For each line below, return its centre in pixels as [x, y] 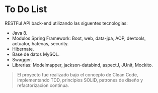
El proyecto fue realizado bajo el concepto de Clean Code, [77, 74]
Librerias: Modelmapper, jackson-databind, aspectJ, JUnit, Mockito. [82, 65]
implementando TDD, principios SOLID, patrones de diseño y [80, 80]
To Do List [26, 9]
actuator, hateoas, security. [40, 43]
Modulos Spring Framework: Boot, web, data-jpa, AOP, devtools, [79, 38]
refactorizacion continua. [43, 85]
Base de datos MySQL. [36, 54]
